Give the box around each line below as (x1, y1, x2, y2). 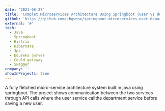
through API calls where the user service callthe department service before (5, 95, 158, 101)
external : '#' (5, 21, 34, 26)
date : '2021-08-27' (5, 7, 45, 12)
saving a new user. (5, 100, 43, 106)
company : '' (5, 67, 29, 72)
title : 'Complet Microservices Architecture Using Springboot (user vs (5, 12, 155, 17)
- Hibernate (9, 44, 34, 49)
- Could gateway (9, 57, 43, 62)
